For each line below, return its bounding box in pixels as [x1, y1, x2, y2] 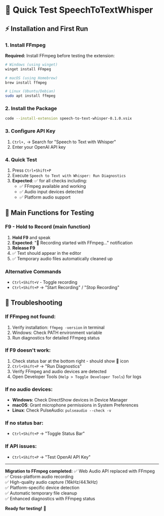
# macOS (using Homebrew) [5, 75, 58, 80]
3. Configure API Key [5, 128, 56, 135]
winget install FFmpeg [5, 67, 51, 71]
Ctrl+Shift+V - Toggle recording [12, 279, 78, 285]
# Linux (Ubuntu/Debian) [5, 89, 56, 94]
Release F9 [12, 245, 36, 251]
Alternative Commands [5, 268, 61, 275]
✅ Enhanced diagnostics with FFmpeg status [5, 495, 95, 501]
